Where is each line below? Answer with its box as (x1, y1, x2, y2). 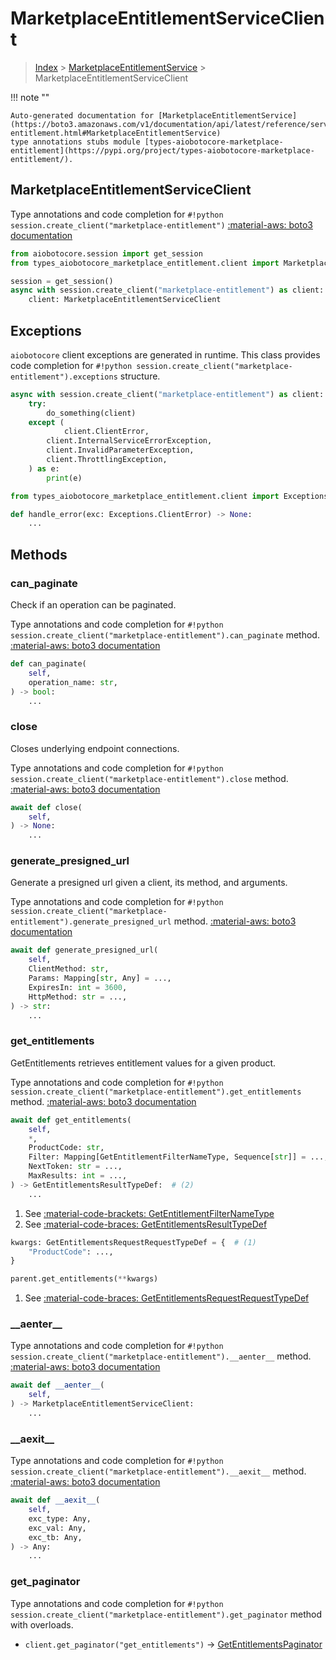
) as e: (28, 463, 60, 474)
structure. (119, 370, 161, 382)
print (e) (46, 473, 83, 483)
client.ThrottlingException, (46, 455, 168, 465)
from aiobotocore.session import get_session (10, 248, 203, 259)
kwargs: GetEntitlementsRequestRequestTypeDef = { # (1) (10, 1237, 257, 1247)
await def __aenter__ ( (10, 1380, 105, 1391)
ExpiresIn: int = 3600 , (28, 982, 128, 992)
